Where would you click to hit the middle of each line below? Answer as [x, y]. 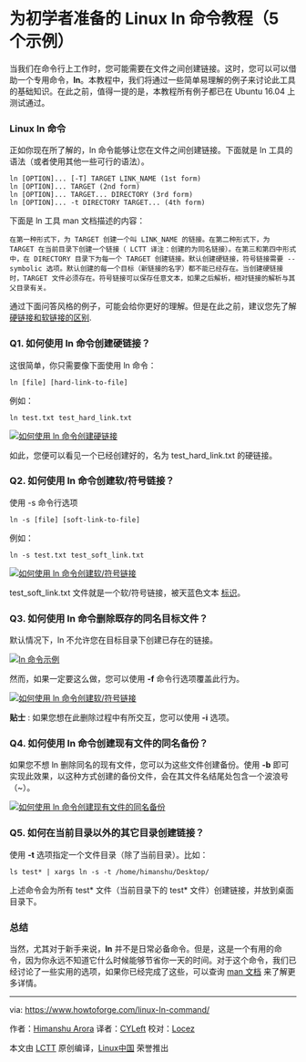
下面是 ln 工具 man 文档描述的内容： [77, 221]
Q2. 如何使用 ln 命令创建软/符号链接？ [92, 481]
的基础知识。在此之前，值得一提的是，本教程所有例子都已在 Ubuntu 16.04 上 [153, 91]
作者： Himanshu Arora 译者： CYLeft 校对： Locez [102, 1029]
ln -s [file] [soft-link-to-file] [75, 520]
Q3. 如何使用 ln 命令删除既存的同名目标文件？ [109, 618]
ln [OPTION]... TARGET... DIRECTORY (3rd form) [102, 195]
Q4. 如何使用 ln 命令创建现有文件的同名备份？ [109, 744]
